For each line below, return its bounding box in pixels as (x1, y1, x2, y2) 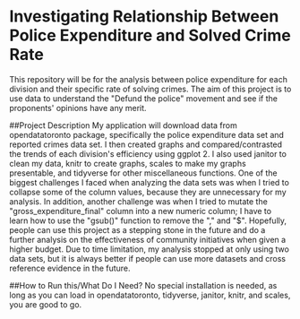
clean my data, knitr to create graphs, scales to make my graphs (9, 158, 246, 168)
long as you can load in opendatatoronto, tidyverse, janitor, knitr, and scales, (9, 289, 291, 300)
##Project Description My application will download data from (9, 119, 237, 131)
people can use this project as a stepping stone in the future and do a (9, 224, 266, 235)
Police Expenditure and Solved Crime (9, 25, 291, 46)
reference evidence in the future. (9, 263, 132, 273)
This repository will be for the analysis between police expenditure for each (9, 73, 288, 84)
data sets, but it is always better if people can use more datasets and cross (9, 253, 287, 263)
